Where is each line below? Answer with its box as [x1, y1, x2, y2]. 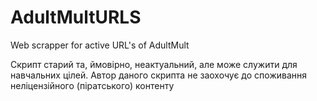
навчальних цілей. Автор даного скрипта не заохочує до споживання [10, 69, 308, 81]
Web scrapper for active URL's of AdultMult [10, 39, 190, 51]
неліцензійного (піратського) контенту [10, 79, 175, 91]
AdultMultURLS [10, 6, 142, 29]
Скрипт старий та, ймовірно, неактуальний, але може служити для [10, 58, 298, 70]
